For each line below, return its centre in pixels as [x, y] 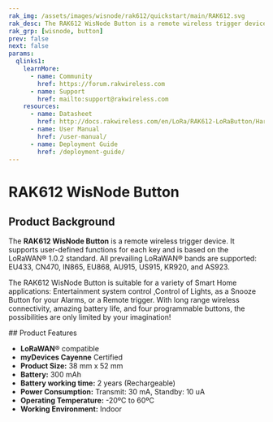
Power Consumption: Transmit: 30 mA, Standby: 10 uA [113, 392]
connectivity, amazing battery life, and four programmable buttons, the [127, 308]
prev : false [28, 39]
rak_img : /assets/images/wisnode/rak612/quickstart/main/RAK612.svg [127, 16]
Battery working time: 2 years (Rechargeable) [98, 383]
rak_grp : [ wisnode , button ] [56, 31]
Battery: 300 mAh [50, 375]
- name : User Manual [65, 129]
